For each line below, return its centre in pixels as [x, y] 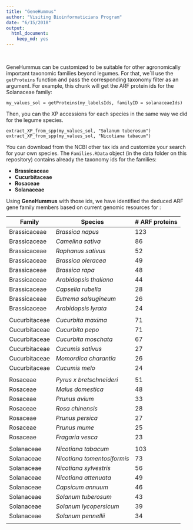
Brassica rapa [75, 270]
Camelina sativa [78, 241]
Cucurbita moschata [84, 339]
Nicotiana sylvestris [83, 468]
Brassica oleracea [81, 261]
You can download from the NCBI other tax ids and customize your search [96, 147]
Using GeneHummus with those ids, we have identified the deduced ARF [95, 201]
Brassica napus [77, 232]
